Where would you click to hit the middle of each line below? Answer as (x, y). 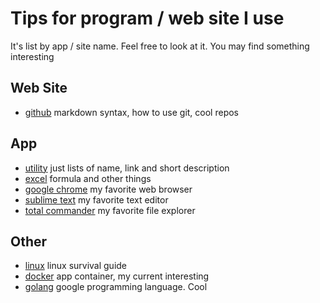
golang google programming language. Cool (116, 287)
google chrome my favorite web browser (108, 189)
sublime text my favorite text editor (96, 199)
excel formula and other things (88, 178)
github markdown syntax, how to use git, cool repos (131, 112)
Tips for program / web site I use (147, 18)
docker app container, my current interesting (117, 276)
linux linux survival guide (76, 266)
